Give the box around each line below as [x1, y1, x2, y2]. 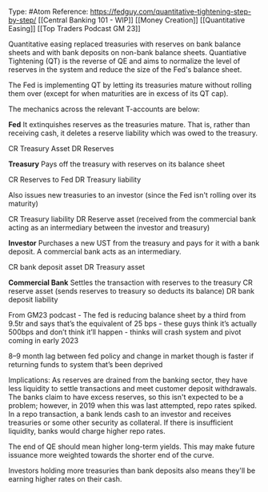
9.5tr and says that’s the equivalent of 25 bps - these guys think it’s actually [8, 319, 258, 328]
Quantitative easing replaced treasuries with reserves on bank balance [8, 39, 242, 49]
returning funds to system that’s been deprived [8, 360, 163, 369]
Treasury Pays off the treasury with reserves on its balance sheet [8, 159, 226, 169]
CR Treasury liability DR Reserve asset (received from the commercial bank [8, 214, 256, 223]
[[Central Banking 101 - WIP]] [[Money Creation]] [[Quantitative [38, 15, 246, 25]
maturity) [8, 199, 38, 208]
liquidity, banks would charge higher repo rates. [8, 426, 166, 435]
